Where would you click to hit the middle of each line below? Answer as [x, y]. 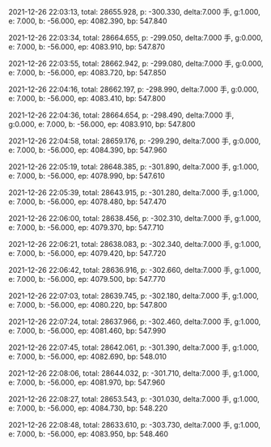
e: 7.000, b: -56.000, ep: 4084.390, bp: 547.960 [88, 150]
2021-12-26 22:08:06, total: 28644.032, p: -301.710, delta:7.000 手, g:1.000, [134, 373]
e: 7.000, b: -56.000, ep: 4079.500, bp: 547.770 [87, 279]
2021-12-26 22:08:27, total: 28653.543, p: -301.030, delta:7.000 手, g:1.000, [134, 399]
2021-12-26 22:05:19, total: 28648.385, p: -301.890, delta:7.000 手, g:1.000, [134, 167]
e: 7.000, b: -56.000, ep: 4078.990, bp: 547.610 [87, 176]
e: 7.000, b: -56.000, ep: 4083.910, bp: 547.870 [87, 47]
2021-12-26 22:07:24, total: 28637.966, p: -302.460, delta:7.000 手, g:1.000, [135, 321]
